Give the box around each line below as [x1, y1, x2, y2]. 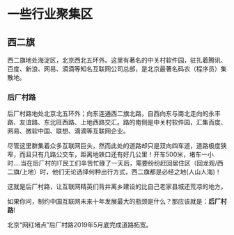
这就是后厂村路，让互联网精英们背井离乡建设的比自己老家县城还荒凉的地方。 [7, 182, 227, 191]
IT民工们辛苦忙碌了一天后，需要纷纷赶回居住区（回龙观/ [56, 159, 217, 168]
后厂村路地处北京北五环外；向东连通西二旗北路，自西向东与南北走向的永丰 [7, 109, 221, 118]
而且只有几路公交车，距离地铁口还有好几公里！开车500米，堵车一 [19, 150, 208, 159]
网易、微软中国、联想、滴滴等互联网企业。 [7, 127, 130, 136]
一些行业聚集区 [7, 6, 93, 22]
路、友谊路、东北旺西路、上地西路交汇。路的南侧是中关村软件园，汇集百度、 [7, 118, 227, 127]
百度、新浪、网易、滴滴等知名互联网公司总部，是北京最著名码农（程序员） [7, 65, 221, 73]
